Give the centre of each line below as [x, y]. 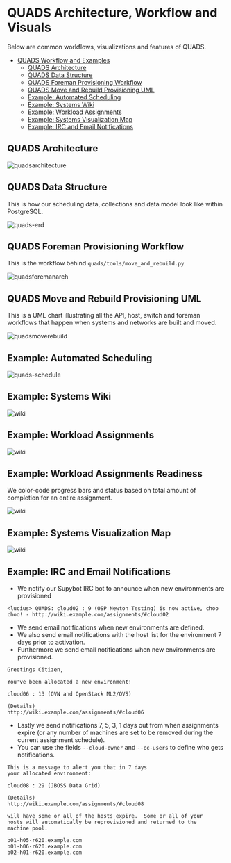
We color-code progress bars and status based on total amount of [102, 491]
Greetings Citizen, [35, 670]
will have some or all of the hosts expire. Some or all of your [105, 816]
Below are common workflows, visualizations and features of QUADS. [107, 47]
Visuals [29, 27]
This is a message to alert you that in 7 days [77, 768]
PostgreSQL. [25, 211]
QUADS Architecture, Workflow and [112, 13]
